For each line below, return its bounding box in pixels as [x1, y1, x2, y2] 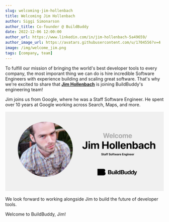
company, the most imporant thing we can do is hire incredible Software [5, 70, 154, 77]
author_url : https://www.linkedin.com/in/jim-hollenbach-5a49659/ [5, 35, 147, 40]
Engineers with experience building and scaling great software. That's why [5, 76, 160, 82]
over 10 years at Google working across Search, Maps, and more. [5, 101, 141, 108]
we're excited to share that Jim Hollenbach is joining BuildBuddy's [5, 81, 143, 87]
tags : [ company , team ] [5, 50, 53, 55]
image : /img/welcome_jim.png [5, 45, 66, 50]
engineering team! [5, 86, 43, 93]
